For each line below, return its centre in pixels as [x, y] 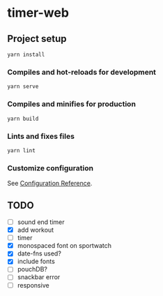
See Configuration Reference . [50, 184]
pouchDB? [32, 269]
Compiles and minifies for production [71, 104]
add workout [36, 230]
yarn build [23, 119]
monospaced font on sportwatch [64, 246]
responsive [33, 285]
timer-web [38, 13]
